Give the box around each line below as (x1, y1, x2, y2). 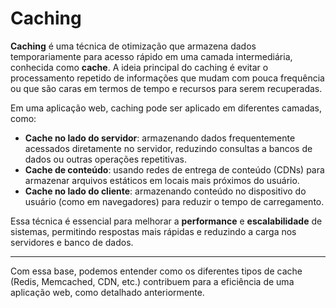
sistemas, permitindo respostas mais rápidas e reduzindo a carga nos (10, 225, 297, 237)
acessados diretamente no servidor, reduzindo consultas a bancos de (24, 142, 313, 154)
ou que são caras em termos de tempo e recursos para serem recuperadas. (10, 82, 323, 94)
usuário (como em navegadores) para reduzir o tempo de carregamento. (24, 195, 325, 207)
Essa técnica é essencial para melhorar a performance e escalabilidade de (10, 215, 323, 227)
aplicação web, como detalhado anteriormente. (10, 286, 205, 298)
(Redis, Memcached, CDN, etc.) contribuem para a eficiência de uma (10, 275, 295, 287)
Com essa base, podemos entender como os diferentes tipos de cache (10, 265, 303, 277)
